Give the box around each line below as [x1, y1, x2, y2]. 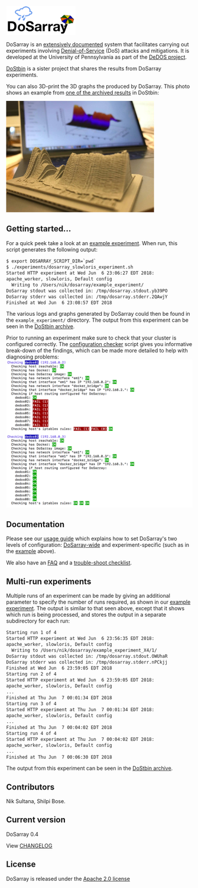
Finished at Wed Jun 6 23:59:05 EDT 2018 [6, 665, 112, 671]
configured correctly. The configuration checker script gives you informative [6, 340, 193, 347]
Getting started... [6, 224, 72, 234]
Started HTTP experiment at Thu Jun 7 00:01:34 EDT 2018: [6, 707, 155, 713]
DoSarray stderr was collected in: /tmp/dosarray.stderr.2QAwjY [6, 294, 168, 300]
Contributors [6, 782, 55, 792]
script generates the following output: [6, 246, 98, 253]
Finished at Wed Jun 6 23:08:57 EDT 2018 [6, 300, 112, 306]
